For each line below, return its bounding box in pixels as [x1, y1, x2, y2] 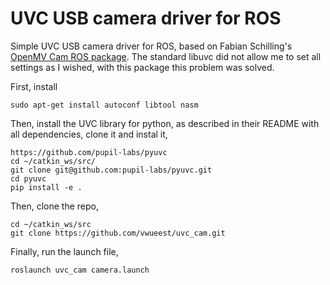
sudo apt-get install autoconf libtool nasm [10, 100, 199, 110]
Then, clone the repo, [10, 200, 100, 212]
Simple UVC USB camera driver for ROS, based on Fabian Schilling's [10, 40, 293, 52]
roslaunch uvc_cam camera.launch [10, 265, 150, 275]
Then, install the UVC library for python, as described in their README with [10, 117, 320, 129]
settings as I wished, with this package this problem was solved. [10, 61, 275, 73]
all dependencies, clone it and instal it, [10, 128, 168, 140]
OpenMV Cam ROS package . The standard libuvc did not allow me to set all [10, 50, 322, 62]
